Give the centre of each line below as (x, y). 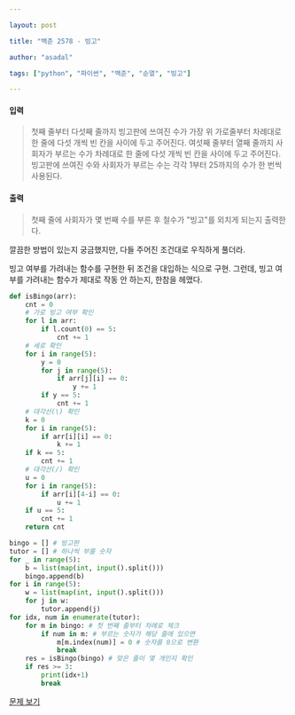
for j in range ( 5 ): (77, 370)
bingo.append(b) (55, 576)
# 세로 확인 (43, 346)
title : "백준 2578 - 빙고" (55, 41)
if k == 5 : (45, 453)
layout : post (33, 25)
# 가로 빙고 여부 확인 (59, 313)
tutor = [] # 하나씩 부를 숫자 (60, 551)
